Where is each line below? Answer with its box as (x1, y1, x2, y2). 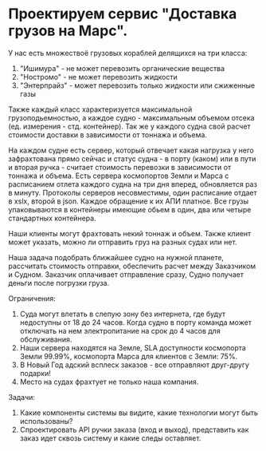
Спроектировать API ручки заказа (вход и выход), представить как (19, 425, 249, 434)
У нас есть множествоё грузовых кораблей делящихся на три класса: (8, 48, 248, 57)
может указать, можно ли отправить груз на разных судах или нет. (8, 237, 237, 247)
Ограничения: (8, 293, 56, 303)
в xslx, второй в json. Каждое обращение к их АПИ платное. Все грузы (8, 196, 249, 206)
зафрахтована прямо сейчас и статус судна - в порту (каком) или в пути (8, 153, 256, 164)
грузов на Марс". (8, 22, 128, 40)
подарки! (19, 368, 52, 378)
